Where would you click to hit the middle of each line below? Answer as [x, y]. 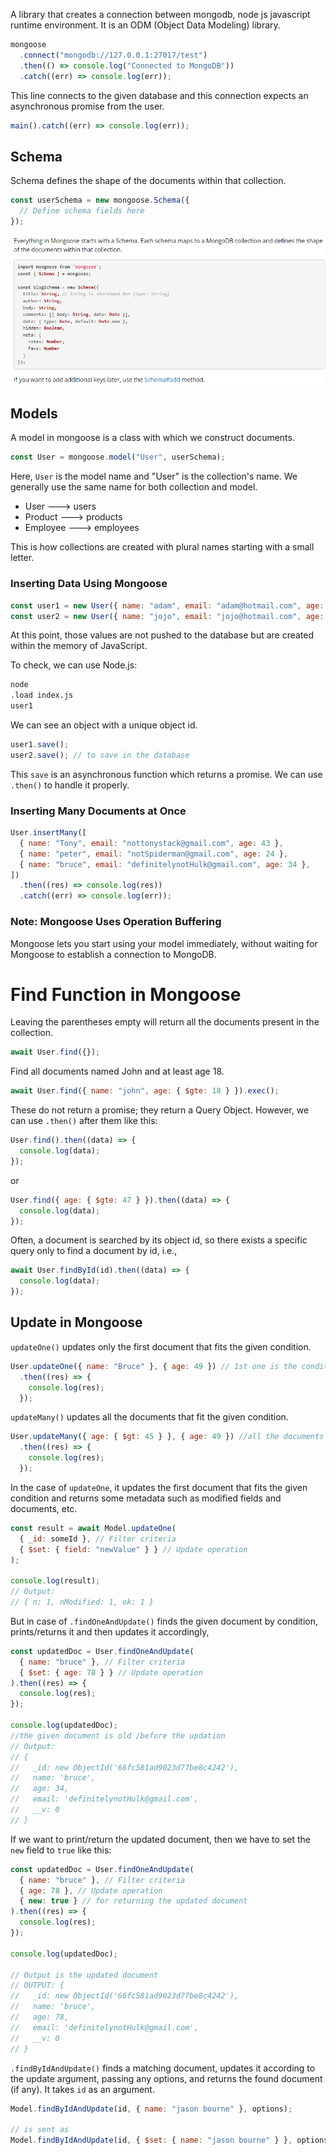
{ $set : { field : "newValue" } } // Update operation [133, 1549]
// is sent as [40, 2130]
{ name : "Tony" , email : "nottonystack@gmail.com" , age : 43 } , [151, 843]
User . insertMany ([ [48, 833]
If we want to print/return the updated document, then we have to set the [160, 1839]
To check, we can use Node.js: [74, 665]
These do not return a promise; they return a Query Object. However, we [160, 1110]
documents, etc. [44, 1508]
